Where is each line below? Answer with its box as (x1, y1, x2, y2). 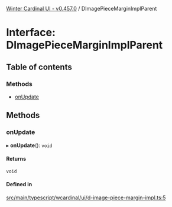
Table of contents (6, 62, 72, 72)
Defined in (6, 181, 33, 188)
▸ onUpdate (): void (6, 142, 53, 149)
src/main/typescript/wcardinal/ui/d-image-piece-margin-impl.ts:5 (6, 194, 166, 201)
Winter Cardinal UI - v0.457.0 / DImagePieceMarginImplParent (6, 5, 157, 12)
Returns (6, 155, 27, 163)
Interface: (6, 26, 56, 39)
